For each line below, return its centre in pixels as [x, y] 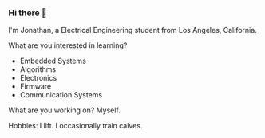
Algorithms [38, 69]
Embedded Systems [53, 61]
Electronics [38, 78]
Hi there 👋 [28, 13]
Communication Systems [61, 95]
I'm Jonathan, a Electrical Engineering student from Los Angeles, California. [132, 30]
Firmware [36, 86]
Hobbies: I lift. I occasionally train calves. [75, 126]
